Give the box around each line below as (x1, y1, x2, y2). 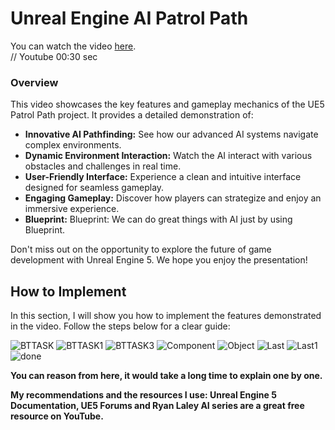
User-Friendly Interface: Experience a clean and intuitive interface (24, 171, 302, 183)
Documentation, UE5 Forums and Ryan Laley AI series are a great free (10, 400, 305, 412)
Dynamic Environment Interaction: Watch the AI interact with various (24, 150, 313, 162)
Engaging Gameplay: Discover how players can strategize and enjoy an (24, 192, 322, 204)
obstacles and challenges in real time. (24, 160, 182, 172)
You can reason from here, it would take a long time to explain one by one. (10, 370, 323, 382)
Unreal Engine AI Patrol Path (10, 7, 249, 30)
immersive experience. (24, 203, 120, 215)
